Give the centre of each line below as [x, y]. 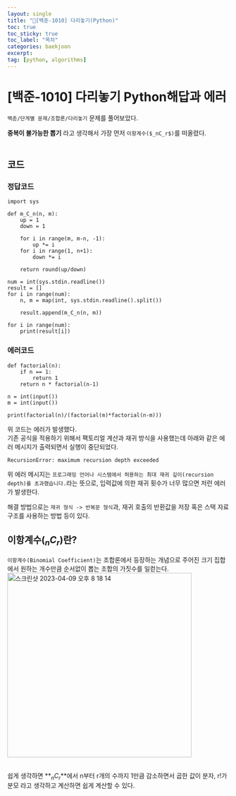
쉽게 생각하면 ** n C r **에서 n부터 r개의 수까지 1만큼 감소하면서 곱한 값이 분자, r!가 [117, 776]
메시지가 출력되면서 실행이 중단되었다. [66, 446]
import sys [23, 202]
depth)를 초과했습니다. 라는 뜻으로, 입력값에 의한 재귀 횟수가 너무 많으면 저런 [110, 483]
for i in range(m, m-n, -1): [63, 239]
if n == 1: [36, 372]
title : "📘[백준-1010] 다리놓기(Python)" [63, 20]
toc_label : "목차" [33, 40]
